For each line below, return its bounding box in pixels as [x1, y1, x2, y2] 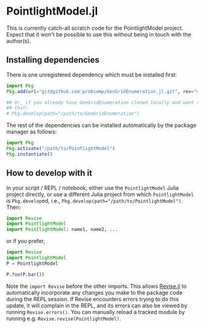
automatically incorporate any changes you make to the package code [6, 289, 183, 296]
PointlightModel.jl [6, 4, 98, 18]
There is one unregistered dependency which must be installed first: [6, 71, 177, 78]
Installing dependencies [6, 55, 100, 65]
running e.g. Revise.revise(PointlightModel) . [6, 315, 121, 322]
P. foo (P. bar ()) [6, 272, 45, 278]
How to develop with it [6, 168, 93, 179]
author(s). [6, 37, 32, 44]
